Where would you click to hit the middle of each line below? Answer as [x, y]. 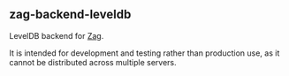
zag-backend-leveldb [70, 15]
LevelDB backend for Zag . [57, 35]
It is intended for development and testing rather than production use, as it [144, 53]
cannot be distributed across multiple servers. [93, 62]
